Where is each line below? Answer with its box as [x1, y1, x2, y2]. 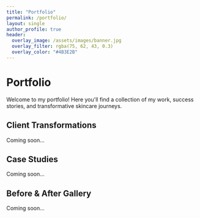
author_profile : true [6, 26, 62, 33]
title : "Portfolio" [6, 9, 56, 15]
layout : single [6, 20, 45, 26]
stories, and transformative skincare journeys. [6, 102, 122, 109]
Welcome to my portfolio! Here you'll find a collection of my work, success [6, 96, 194, 103]
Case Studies [6, 154, 58, 165]
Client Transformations [6, 120, 97, 131]
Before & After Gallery [6, 188, 92, 198]
